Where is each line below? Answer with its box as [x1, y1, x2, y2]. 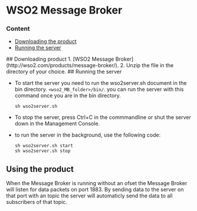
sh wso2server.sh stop [14, 148, 71, 154]
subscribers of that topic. [6, 199, 68, 206]
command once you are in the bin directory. [14, 92, 121, 99]
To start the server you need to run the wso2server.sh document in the [14, 80, 187, 87]
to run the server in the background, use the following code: [14, 131, 161, 139]
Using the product [6, 164, 74, 174]
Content [6, 25, 31, 33]
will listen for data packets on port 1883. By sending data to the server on [6, 186, 184, 193]
